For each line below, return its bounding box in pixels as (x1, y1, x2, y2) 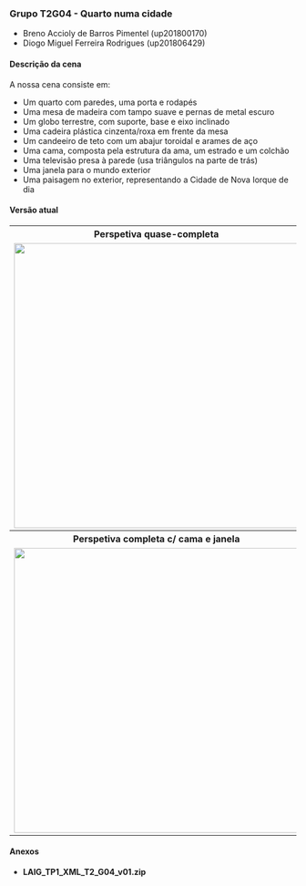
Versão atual (9, 204, 59, 216)
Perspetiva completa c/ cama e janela (72, 532, 240, 545)
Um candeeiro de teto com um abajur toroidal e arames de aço (22, 135, 258, 146)
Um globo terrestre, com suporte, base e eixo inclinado (22, 116, 230, 127)
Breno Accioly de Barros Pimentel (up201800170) (22, 28, 208, 39)
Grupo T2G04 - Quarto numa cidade (9, 7, 173, 20)
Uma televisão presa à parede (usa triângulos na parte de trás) (22, 154, 258, 166)
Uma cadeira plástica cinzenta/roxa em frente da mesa (22, 126, 229, 137)
